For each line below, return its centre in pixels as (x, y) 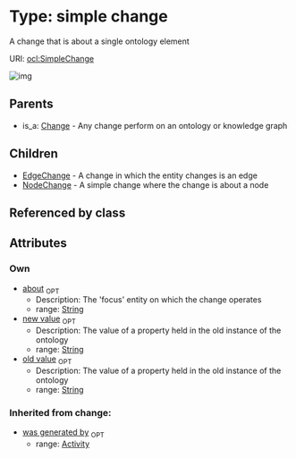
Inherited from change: (60, 412)
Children (34, 154)
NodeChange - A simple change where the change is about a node (145, 184)
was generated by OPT (63, 433)
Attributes (38, 243)
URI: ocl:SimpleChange (52, 58)
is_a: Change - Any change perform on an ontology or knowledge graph (155, 125)
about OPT (41, 289)
